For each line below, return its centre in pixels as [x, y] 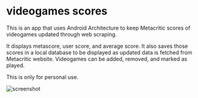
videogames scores [57, 11]
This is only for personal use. [42, 77]
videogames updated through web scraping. [61, 34]
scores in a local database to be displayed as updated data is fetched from [99, 52]
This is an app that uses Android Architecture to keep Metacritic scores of [98, 28]
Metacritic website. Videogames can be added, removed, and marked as [97, 59]
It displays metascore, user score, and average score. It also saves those [97, 46]
